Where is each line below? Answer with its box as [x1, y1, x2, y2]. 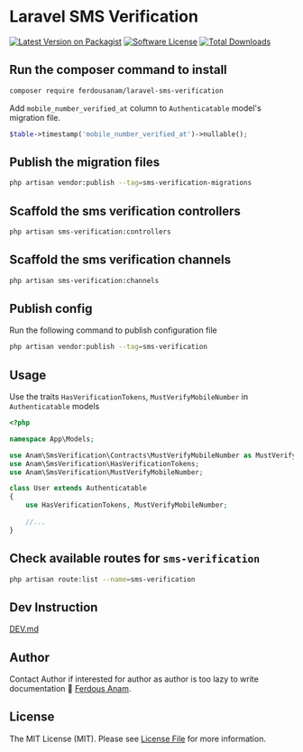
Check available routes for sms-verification [9, 551, 260, 566]
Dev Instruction [9, 600, 98, 615]
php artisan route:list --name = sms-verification [9, 574, 196, 583]
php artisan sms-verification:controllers [9, 227, 171, 236]
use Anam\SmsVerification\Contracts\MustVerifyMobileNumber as [9, 451, 252, 460]
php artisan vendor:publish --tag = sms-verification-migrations [9, 179, 252, 188]
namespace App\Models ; [9, 435, 95, 444]
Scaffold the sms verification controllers [9, 203, 242, 218]
